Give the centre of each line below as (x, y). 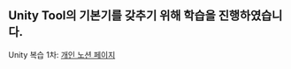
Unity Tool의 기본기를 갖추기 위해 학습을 (112, 16)
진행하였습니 (250, 16)
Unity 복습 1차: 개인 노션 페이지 (62, 54)
